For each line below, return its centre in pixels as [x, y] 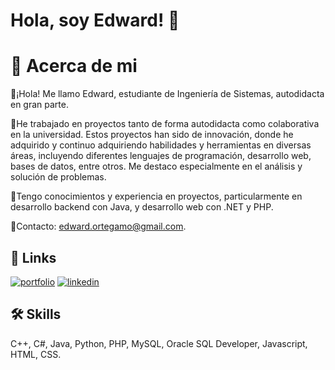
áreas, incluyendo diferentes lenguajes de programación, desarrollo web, [161, 156]
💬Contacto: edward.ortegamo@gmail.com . [98, 226]
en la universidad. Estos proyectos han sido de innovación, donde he [152, 135]
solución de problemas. [58, 177]
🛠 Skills [36, 314]
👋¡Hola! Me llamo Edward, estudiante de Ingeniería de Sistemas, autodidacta [167, 94]
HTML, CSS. [36, 354]
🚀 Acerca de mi [74, 66]
